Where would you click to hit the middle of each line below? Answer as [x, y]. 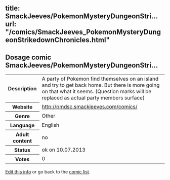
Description [22, 88]
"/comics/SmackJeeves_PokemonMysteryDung [83, 32]
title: [13, 8]
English [51, 125]
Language [22, 125]
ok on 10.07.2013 [64, 150]
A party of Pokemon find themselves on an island [100, 79]
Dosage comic [28, 57]
